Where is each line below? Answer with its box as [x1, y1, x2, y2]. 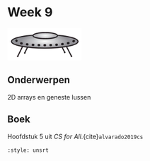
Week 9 [7, 4, 53, 20]
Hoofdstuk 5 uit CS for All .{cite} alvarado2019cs [7, 132, 144, 141]
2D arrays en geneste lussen [7, 93, 91, 101]
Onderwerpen [7, 74, 71, 86]
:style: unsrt [7, 146, 50, 154]
